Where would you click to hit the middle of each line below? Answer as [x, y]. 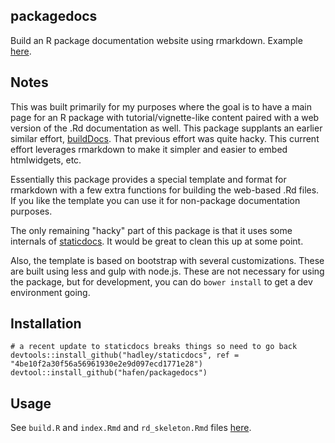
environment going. [50, 292]
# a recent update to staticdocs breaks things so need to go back [154, 347]
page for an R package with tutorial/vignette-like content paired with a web [165, 117]
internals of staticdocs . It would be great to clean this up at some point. [157, 241]
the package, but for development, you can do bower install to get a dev [161, 281]
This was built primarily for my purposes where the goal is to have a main [161, 106]
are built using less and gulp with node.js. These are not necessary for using [167, 271]
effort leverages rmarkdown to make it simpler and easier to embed [149, 149]
